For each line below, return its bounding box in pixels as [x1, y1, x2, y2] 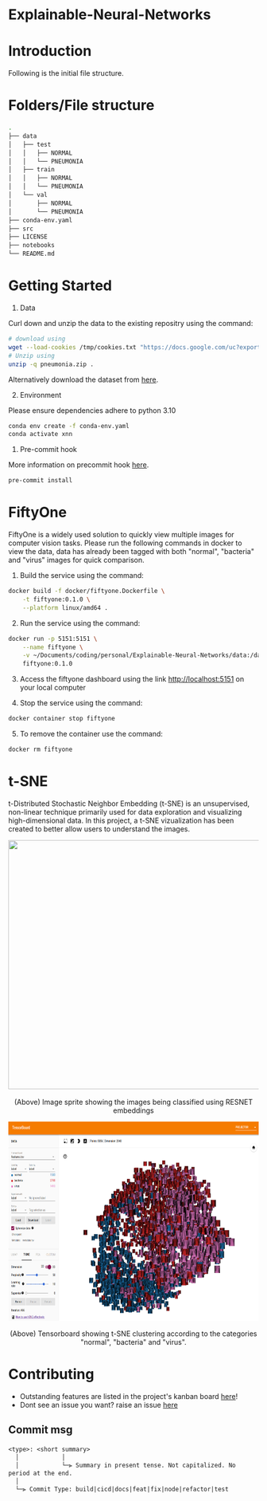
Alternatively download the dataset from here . [8, 375, 159, 384]
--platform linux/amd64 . [22, 603, 109, 611]
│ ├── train [8, 166, 56, 174]
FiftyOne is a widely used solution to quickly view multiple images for [8, 530, 234, 540]
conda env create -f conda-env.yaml [8, 422, 130, 430]
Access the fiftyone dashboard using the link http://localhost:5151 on [19, 674, 245, 684]
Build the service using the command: [19, 571, 145, 580]
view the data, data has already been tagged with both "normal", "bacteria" [8, 547, 254, 556]
